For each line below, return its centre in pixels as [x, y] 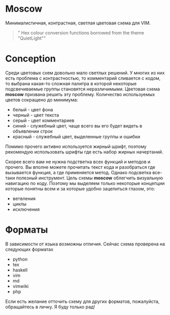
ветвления [24, 198]
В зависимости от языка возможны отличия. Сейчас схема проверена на [85, 244]
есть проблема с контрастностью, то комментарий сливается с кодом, [83, 78]
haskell [20, 270]
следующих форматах [29, 249]
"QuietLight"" [32, 38]
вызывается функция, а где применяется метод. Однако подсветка [78, 172]
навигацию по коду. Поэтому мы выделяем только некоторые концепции [85, 183]
